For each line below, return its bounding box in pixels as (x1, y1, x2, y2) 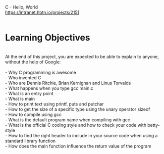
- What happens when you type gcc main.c (5, 85, 93, 91)
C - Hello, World (5, 4, 38, 10)
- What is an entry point (5, 90, 54, 96)
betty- (147, 122, 160, 128)
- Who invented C (5, 74, 41, 81)
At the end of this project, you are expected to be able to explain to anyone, (5, 53, 159, 59)
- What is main (5, 96, 35, 102)
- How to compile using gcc (5, 111, 62, 117)
